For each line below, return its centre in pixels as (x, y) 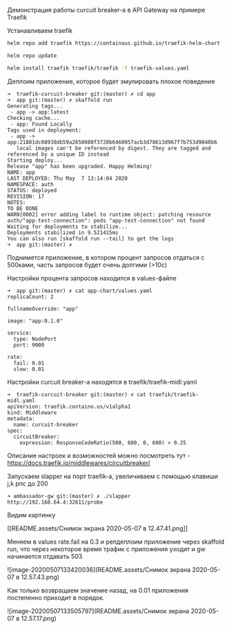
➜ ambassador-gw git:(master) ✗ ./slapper (69, 496)
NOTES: (17, 203)
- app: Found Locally (41, 124)
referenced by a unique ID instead (58, 154)
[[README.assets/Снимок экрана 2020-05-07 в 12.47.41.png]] (98, 528)
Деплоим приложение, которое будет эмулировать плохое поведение (111, 81)
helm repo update (32, 55)
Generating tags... (35, 106)
